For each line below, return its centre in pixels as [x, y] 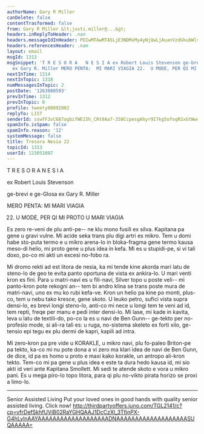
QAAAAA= [20, 425]
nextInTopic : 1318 [30, 80]
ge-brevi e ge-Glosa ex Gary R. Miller [53, 194]
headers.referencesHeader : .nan [48, 46]
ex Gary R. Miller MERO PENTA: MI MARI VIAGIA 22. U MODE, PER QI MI [105, 68]
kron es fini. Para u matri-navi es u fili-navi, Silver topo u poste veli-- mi [96, 279]
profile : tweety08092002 [38, 108]
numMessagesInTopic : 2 [35, 86]
